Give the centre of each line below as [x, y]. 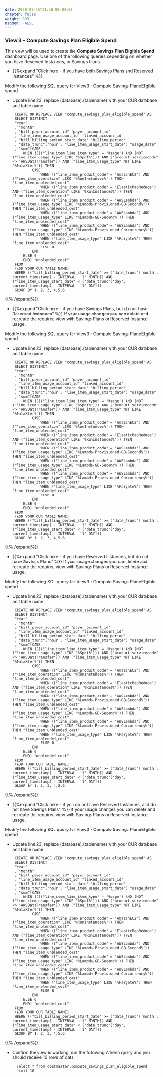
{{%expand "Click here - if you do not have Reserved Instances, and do [84, 804]
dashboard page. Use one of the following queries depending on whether [79, 56]
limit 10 [26, 1071]
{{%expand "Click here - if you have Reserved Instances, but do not [80, 556]
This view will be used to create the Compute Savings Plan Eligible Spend [80, 51]
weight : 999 [17, 19]
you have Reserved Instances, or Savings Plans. [53, 61]
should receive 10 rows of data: [44, 1057]
